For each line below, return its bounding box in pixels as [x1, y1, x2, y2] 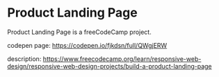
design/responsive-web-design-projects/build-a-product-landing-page [7, 62, 212, 70]
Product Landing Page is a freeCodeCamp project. [7, 28, 152, 36]
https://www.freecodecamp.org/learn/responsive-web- [42, 54, 202, 63]
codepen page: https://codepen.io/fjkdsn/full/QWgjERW [7, 41, 168, 49]
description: [7, 54, 42, 63]
